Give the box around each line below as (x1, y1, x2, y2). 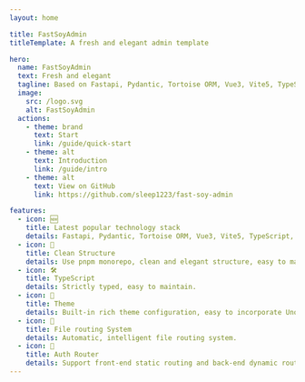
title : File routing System (25, 325, 132, 334)
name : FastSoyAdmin (17, 63, 92, 73)
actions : (17, 114, 51, 123)
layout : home (9, 13, 59, 23)
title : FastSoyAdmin (9, 29, 88, 39)
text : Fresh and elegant (17, 72, 112, 81)
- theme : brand (25, 122, 84, 132)
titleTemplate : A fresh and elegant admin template (9, 38, 209, 47)
